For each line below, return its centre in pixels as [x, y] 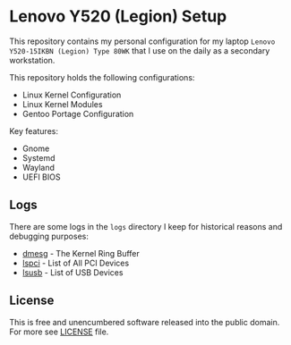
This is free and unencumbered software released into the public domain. [145, 322]
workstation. [32, 60]
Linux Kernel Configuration [72, 95]
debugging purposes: [49, 236]
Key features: [34, 130]
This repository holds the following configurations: [102, 77]
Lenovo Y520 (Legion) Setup [118, 17]
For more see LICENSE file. [59, 332]
